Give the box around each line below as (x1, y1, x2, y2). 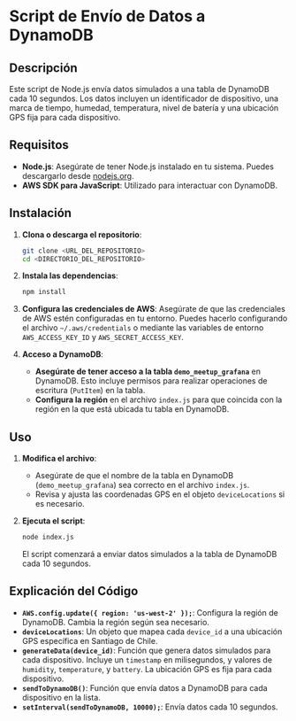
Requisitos (9, 137, 69, 152)
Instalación (9, 205, 72, 221)
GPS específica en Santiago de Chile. (21, 635, 158, 646)
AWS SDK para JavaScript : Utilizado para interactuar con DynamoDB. (21, 180, 278, 190)
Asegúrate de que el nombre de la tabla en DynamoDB (34, 470, 234, 481)
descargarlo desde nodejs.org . (21, 170, 134, 181)
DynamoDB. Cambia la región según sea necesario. (21, 616, 210, 627)
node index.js (21, 533, 74, 542)
